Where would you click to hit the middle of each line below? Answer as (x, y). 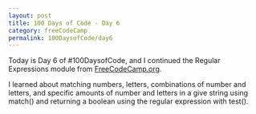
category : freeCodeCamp (48, 30)
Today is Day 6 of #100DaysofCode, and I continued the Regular (114, 61)
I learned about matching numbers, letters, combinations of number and (127, 85)
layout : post (30, 16)
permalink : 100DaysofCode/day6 (61, 38)
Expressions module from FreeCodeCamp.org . (85, 69)
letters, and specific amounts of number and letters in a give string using (128, 93)
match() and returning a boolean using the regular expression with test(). (128, 101)
